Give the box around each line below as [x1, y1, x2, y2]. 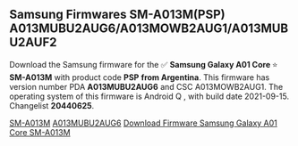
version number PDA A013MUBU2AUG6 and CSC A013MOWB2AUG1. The [9, 81, 284, 92]
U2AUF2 [9, 35, 57, 50]
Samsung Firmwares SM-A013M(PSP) [9, 7, 226, 22]
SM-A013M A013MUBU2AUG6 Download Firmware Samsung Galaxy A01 [9, 118, 277, 128]
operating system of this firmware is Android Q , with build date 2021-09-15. [9, 91, 289, 101]
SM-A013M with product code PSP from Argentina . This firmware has [9, 71, 270, 83]
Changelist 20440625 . [9, 100, 95, 110]
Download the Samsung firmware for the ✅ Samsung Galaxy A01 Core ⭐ [9, 59, 278, 69]
